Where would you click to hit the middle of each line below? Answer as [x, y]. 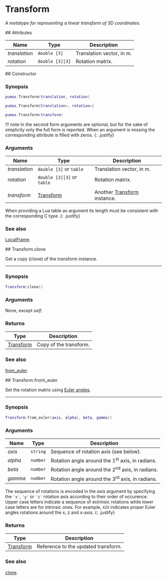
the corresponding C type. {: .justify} [43, 216]
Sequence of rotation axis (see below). [96, 452]
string [38, 451]
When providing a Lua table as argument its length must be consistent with [82, 211]
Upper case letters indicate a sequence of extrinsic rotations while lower [79, 502]
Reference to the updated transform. [79, 547]
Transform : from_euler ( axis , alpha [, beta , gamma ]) [59, 417]
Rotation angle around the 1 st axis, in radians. [103, 460]
